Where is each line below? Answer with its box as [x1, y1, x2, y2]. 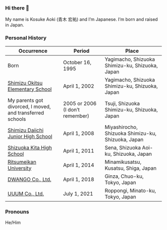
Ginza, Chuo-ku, [104, 173, 144, 180]
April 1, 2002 [63, 82, 94, 89]
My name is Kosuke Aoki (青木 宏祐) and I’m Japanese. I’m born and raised [5, 16, 158, 22]
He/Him [5, 219, 21, 226]
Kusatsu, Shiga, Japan [104, 164, 157, 171]
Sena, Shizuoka [104, 144, 141, 151]
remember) [63, 112, 89, 119]
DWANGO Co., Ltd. [7, 176, 51, 183]
